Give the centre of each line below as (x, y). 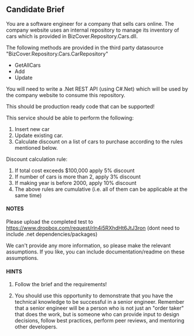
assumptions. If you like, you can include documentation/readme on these (95, 252)
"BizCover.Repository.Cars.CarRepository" (57, 54)
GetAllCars (28, 65)
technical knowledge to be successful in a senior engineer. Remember (99, 302)
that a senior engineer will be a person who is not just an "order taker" (99, 308)
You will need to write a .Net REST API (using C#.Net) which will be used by (97, 89)
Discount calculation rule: (37, 159)
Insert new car (32, 129)
